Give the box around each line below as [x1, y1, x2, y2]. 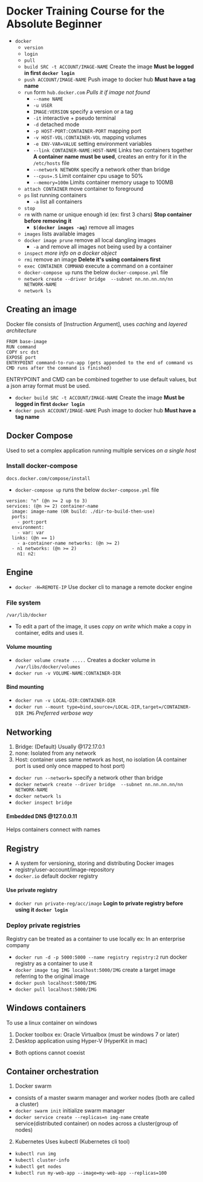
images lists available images [24, 230, 95, 237]
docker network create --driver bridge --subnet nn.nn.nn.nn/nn [14, 782, 183, 788]
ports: [11, 513, 28, 520]
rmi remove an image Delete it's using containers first [24, 255, 161, 263]
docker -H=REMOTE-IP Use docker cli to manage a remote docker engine [14, 583, 193, 591]
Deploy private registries [6, 921, 80, 930]
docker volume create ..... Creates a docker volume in [14, 657, 156, 664]
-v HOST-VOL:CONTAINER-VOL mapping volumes [33, 133, 147, 140]
